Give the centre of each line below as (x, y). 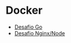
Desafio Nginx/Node (40, 33)
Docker (24, 10)
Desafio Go (28, 27)
